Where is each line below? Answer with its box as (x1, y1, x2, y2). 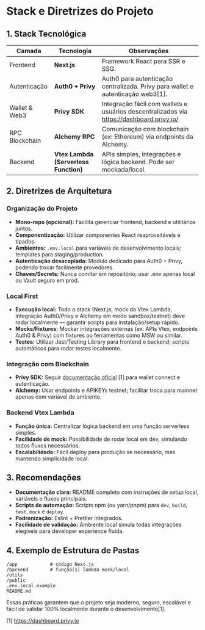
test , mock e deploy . (15, 508, 65, 515)
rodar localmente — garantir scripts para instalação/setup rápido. (15, 319, 180, 326)
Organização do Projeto (6, 205, 78, 213)
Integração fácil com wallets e (101, 100, 188, 108)
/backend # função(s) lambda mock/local (6, 567, 130, 573)
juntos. (15, 225, 32, 232)
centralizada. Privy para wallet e (101, 82, 194, 90)
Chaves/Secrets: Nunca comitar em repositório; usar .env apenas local (15, 270, 195, 277)
